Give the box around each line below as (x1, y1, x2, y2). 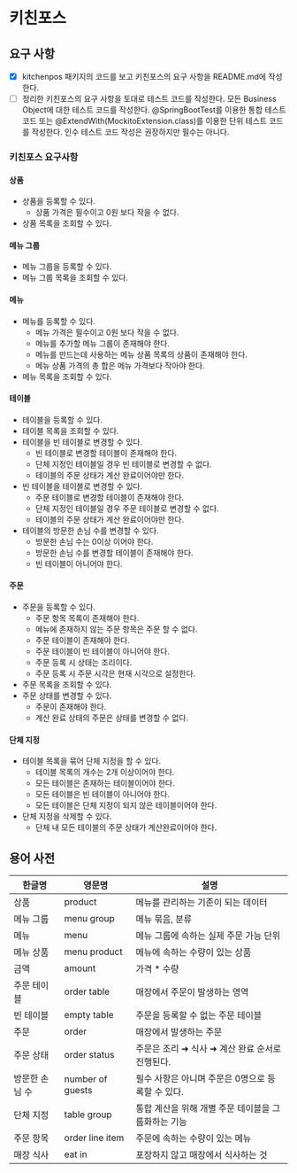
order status (64, 1049, 115, 1061)
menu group (64, 913, 115, 925)
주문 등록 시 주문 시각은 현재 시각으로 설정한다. (34, 668, 196, 679)
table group (64, 1108, 112, 1121)
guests (64, 1084, 93, 1097)
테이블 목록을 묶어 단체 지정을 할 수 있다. (21, 756, 162, 766)
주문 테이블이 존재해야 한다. (34, 635, 130, 646)
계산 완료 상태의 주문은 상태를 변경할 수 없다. (34, 712, 188, 723)
